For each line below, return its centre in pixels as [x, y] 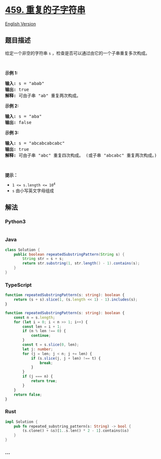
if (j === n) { [38, 377]
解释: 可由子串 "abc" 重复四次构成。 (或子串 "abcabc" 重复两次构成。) [81, 155]
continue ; [41, 336]
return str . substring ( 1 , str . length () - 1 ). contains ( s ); [81, 263]
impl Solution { [21, 422]
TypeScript [18, 285]
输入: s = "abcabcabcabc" [35, 143]
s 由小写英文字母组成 [33, 190]
